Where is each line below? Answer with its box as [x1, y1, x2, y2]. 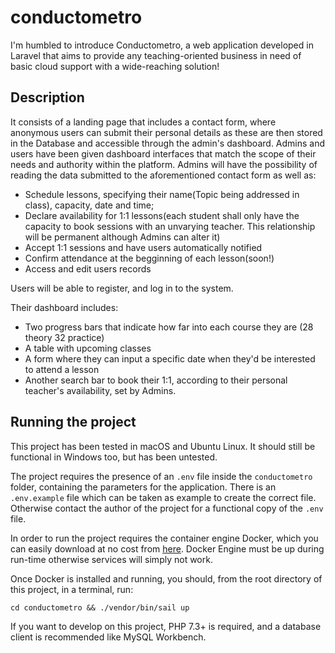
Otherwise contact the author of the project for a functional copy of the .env [10, 502, 324, 514]
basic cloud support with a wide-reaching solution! [10, 60, 220, 72]
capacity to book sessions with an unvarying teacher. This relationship [24, 220, 316, 232]
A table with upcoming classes [24, 342, 152, 354]
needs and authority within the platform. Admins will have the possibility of [10, 158, 318, 170]
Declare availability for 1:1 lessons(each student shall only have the [24, 209, 300, 221]
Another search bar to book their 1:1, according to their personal [24, 374, 288, 386]
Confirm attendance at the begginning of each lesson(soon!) [24, 252, 275, 264]
